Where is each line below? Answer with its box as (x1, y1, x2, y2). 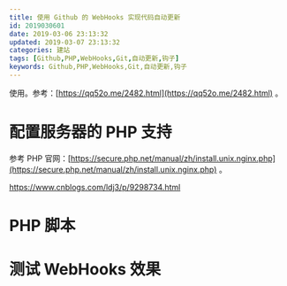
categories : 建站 (9, 46, 71, 55)
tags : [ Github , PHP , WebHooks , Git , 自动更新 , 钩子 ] (9, 54, 179, 63)
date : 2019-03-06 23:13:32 (9, 29, 109, 38)
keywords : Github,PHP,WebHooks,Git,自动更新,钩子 (9, 63, 187, 72)
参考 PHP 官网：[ (9, 152, 72, 164)
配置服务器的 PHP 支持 (9, 122, 172, 143)
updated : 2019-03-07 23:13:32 (9, 37, 121, 47)
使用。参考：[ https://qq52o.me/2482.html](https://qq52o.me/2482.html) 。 (9, 88, 283, 98)
